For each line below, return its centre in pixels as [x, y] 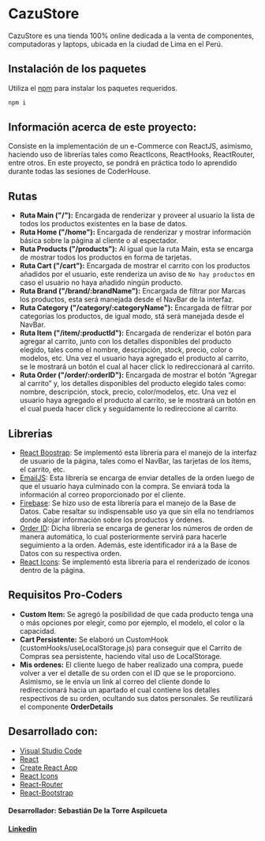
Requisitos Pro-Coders [65, 595]
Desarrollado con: [53, 731]
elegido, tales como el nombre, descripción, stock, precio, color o [126, 350]
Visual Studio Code [51, 750]
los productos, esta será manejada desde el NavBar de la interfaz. [127, 299]
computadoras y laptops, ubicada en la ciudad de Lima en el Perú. [116, 44]
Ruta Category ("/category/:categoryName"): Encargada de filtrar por [136, 308]
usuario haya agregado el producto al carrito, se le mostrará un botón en [138, 400]
